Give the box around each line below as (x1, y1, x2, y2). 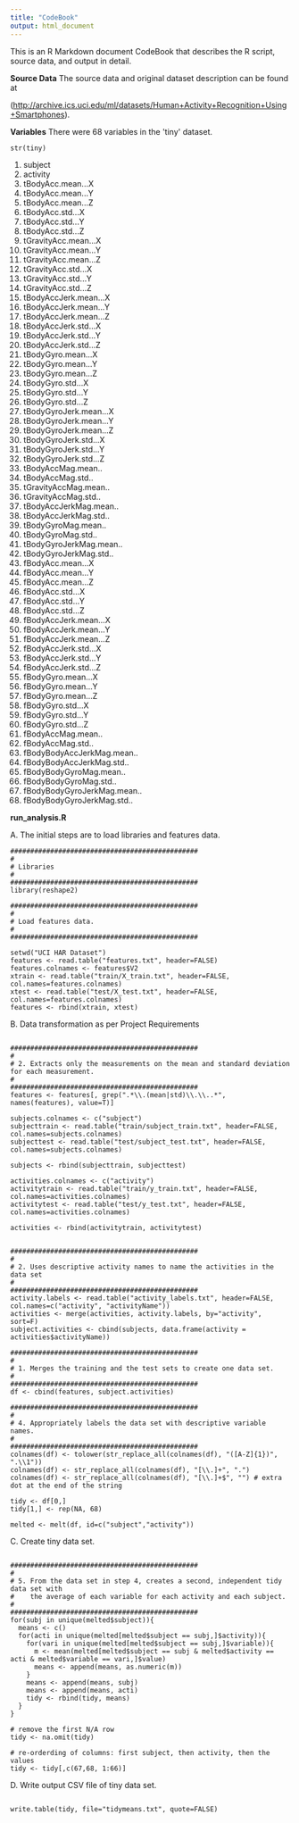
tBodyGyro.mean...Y (22, 358, 98, 369)
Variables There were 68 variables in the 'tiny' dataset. (10, 126, 213, 137)
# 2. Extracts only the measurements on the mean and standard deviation (10, 1059, 291, 1068)
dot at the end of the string (10, 1481, 123, 1490)
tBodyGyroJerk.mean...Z (22, 425, 114, 436)
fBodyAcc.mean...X (22, 557, 95, 568)
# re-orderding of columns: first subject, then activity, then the (10, 1748, 270, 1757)
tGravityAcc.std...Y (22, 273, 93, 284)
